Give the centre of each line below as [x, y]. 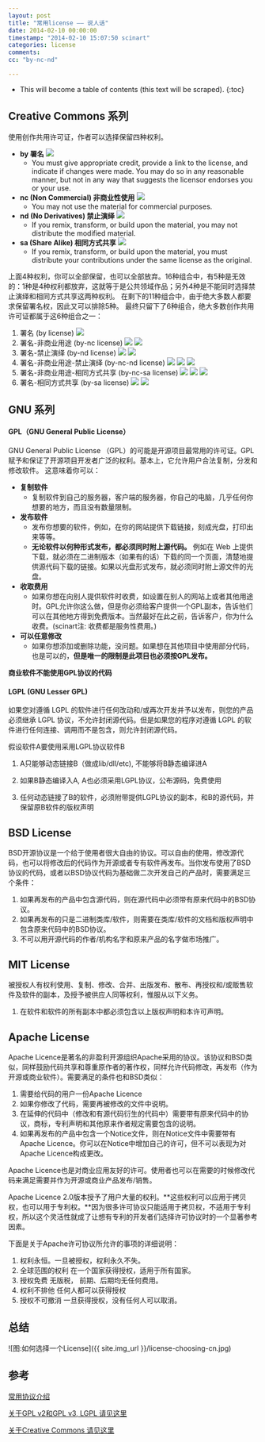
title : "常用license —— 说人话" [59, 23]
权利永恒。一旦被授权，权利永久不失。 [82, 1260]
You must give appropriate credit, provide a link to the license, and [139, 163]
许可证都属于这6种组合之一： [55, 316]
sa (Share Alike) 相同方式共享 [68, 242]
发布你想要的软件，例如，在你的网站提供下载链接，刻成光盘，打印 [139, 527]
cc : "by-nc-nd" [33, 60]
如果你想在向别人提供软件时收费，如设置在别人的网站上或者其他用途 [142, 597]
